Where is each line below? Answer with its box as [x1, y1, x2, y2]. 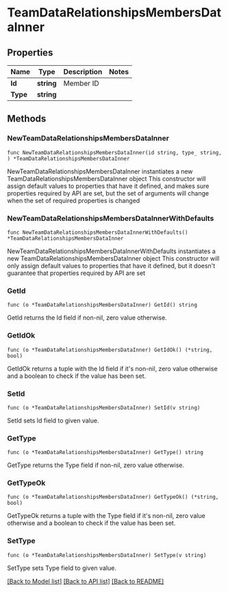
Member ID [63, 79, 99, 88]
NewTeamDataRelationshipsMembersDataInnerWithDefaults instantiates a [7, 247, 216, 255]
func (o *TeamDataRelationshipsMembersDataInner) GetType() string [7, 449, 204, 456]
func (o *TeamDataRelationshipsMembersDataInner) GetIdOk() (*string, [7, 346, 213, 353]
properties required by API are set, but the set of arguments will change [7, 189, 210, 197]
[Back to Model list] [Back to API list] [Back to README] [7, 577, 164, 585]
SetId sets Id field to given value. [7, 416, 99, 425]
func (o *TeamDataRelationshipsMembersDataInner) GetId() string [7, 302, 197, 309]
